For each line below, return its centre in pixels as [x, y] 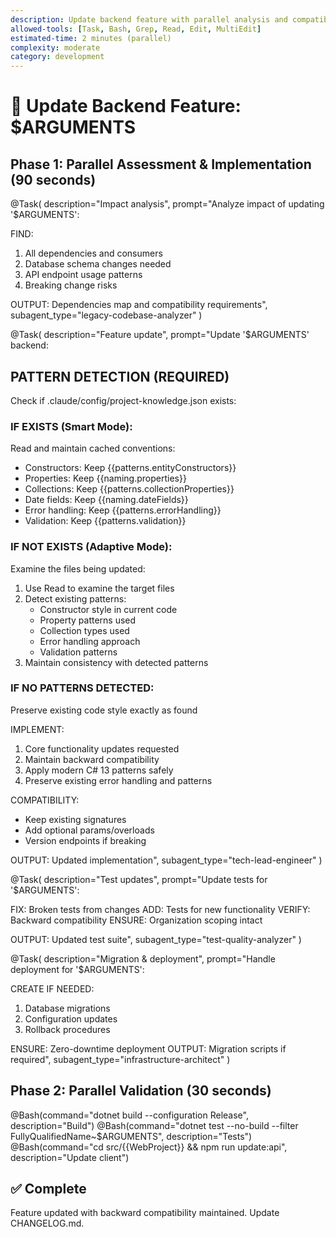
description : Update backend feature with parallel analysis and [149, 19]
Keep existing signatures [75, 819]
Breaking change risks [71, 285]
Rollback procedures [67, 1029]
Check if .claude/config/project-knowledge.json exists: [123, 400]
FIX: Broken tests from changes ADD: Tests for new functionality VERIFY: [160, 909]
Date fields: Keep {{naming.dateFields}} [106, 500]
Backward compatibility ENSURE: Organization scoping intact [136, 920]
